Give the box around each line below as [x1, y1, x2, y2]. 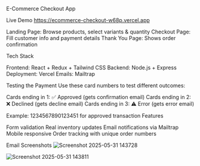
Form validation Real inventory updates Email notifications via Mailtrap [6, 124, 179, 131]
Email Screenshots [6, 142, 52, 149]
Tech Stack [6, 53, 34, 59]
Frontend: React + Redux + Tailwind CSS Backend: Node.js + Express [6, 64, 177, 71]
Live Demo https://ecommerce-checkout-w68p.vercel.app [6, 17, 150, 23]
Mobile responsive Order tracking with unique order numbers [6, 130, 157, 137]
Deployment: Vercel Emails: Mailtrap [6, 70, 96, 77]
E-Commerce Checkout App [6, 5, 76, 12]
